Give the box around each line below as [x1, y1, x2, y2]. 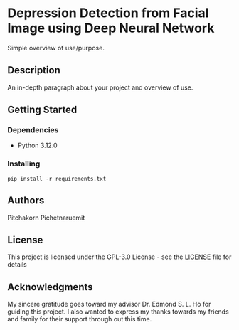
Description [7, 64, 60, 76]
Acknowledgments [7, 281, 94, 293]
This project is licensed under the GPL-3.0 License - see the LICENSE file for [7, 252, 232, 261]
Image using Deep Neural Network [7, 20, 215, 36]
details [7, 260, 27, 269]
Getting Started [7, 104, 78, 116]
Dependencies [7, 125, 59, 135]
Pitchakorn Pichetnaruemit [7, 213, 85, 222]
